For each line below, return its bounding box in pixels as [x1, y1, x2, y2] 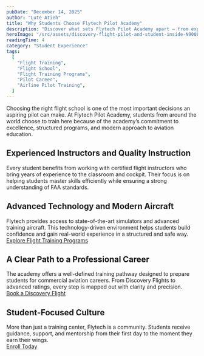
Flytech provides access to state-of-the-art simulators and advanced [6, 217, 179, 225]
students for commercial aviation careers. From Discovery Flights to [6, 277, 176, 284]
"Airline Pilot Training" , [17, 83, 86, 89]
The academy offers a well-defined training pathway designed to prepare [6, 270, 190, 278]
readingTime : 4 [6, 37, 45, 43]
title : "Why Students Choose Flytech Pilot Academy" [6, 20, 143, 26]
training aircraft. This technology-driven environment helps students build [6, 224, 191, 231]
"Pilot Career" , [17, 77, 59, 83]
